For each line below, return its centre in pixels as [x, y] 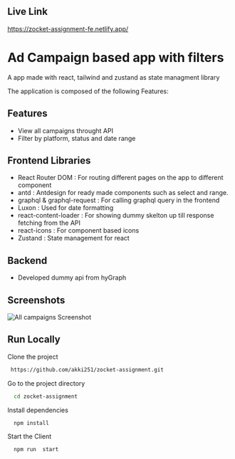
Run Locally [34, 340]
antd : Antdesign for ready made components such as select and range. [123, 193]
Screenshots [36, 300]
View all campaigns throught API [66, 130]
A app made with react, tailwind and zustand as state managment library [114, 77]
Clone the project [33, 357]
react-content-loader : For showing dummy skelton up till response [116, 216]
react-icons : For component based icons [78, 231]
